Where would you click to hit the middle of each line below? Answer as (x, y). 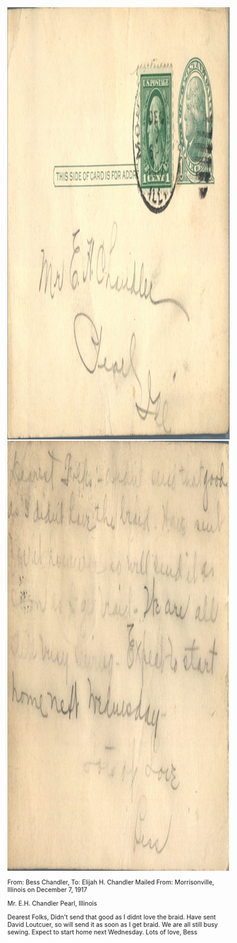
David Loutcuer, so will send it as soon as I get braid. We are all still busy (113, 924)
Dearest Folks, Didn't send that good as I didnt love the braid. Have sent (112, 917)
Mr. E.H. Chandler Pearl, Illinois (52, 903)
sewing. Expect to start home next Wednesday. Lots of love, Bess (102, 932)
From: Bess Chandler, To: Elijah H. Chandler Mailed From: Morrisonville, (111, 882)
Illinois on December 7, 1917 (47, 890)
